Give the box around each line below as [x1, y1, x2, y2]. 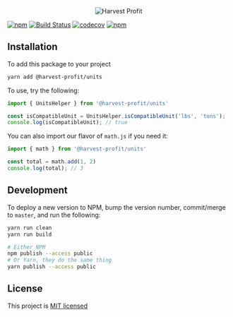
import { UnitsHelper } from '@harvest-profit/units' [7, 100, 169, 107]
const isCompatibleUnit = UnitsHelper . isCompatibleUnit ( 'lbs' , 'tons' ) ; [7, 112, 226, 119]
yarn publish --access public [7, 263, 97, 270]
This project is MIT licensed [7, 301, 88, 310]
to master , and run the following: [7, 210, 101, 219]
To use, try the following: [7, 86, 80, 95]
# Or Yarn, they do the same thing [7, 257, 112, 264]
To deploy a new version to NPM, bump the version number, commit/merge [7, 203, 226, 211]
